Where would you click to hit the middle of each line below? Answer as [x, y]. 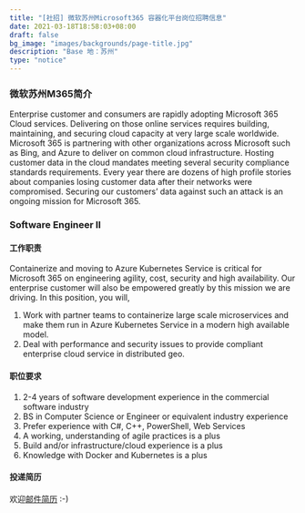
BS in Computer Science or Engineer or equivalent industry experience [155, 416]
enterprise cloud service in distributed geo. [103, 354]
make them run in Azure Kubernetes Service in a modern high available [156, 325]
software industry [56, 406]
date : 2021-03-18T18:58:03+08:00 [73, 26]
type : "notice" [38, 60]
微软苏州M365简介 [51, 94]
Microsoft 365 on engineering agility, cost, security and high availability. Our [152, 278]
